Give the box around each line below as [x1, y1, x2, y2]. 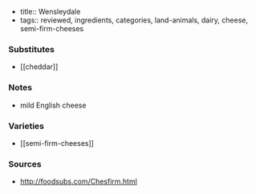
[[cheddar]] [19, 62, 59, 71]
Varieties [8, 120, 44, 131]
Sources [8, 158, 42, 169]
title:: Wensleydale [19, 7, 81, 16]
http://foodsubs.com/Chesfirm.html [19, 176, 138, 187]
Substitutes [8, 43, 55, 55]
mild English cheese [19, 100, 87, 110]
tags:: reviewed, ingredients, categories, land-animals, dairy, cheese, [19, 15, 249, 25]
